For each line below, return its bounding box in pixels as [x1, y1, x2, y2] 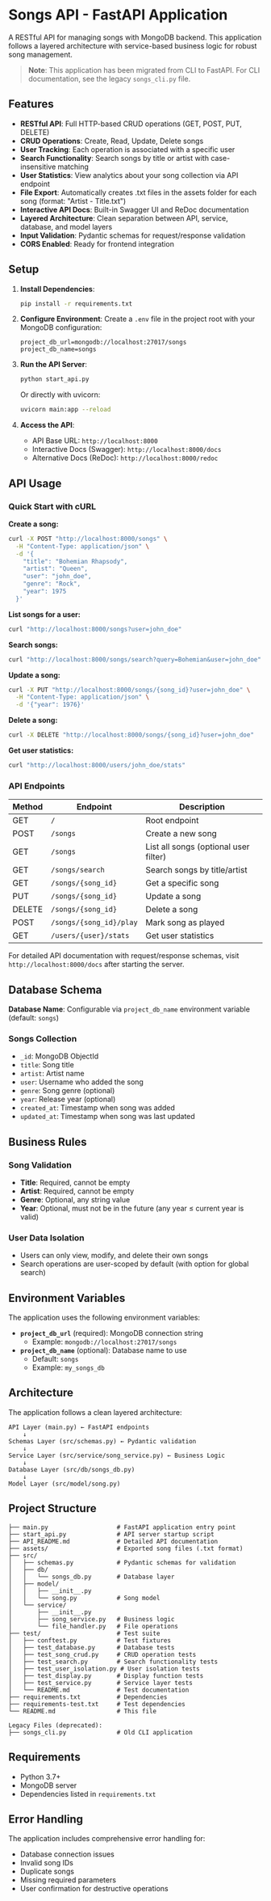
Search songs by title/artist [145, 864, 248, 876]
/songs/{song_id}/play [51, 918, 139, 927]
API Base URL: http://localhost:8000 [31, 436, 159, 446]
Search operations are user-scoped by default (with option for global [19, 1259, 249, 1269]
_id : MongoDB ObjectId [19, 1051, 99, 1061]
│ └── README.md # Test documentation [8, 1686, 190, 1694]
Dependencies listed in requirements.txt [19, 1789, 156, 1798]
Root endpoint [145, 815, 199, 826]
